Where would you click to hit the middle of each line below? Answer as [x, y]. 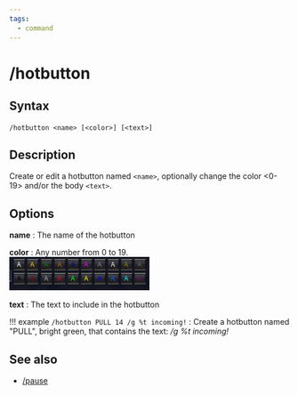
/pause [35, 380]
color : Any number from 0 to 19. [69, 253]
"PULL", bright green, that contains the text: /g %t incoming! [119, 331]
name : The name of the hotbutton [72, 235]
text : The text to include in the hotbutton [85, 305]
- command [35, 28]
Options [32, 214]
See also [33, 359]
